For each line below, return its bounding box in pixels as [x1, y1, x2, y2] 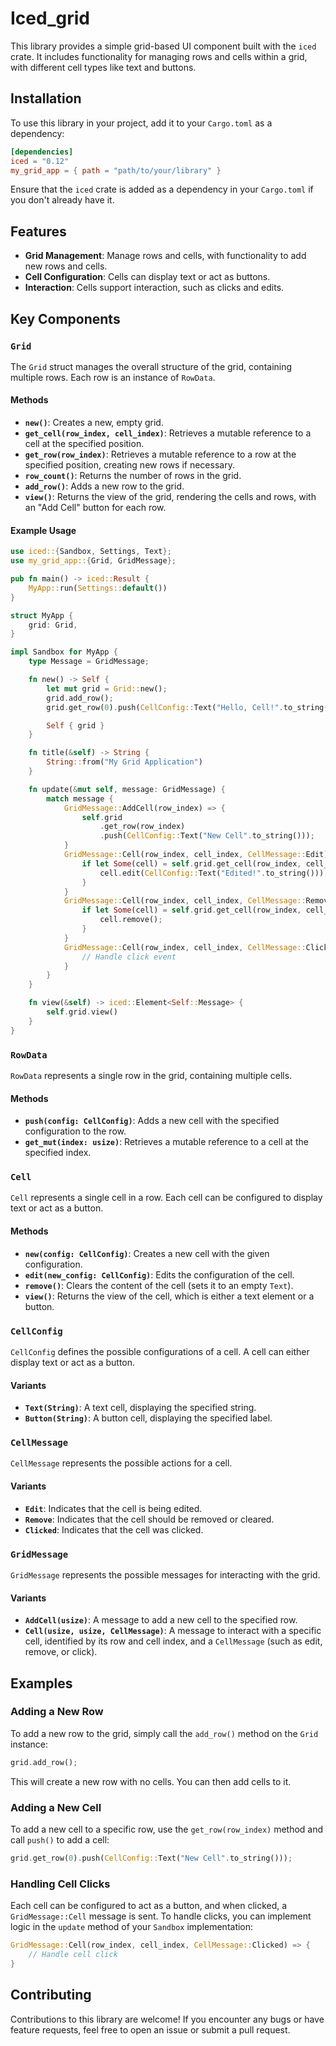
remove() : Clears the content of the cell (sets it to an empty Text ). [24, 1279, 294, 1291]
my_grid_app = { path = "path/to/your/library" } [10, 165, 222, 176]
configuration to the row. [24, 1125, 127, 1137]
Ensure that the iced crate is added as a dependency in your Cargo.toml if [10, 183, 314, 196]
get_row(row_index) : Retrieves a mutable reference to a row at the [24, 448, 297, 461]
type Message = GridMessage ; [28, 657, 150, 667]
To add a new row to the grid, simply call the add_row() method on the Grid [10, 1727, 319, 1739]
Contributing [10, 1987, 92, 2004]
